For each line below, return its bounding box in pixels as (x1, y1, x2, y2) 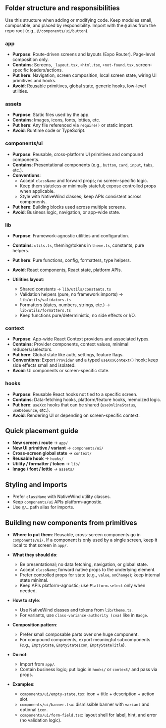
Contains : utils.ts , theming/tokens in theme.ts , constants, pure (12, 242, 145, 248)
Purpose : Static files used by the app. (12, 112, 90, 118)
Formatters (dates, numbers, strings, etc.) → (19, 302, 111, 308)
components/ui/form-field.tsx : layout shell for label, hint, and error (19, 712, 157, 718)
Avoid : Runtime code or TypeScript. (12, 127, 86, 133)
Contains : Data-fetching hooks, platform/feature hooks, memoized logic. (12, 396, 162, 402)
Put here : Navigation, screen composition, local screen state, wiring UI (12, 72, 157, 78)
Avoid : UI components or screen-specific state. (12, 368, 110, 374)
